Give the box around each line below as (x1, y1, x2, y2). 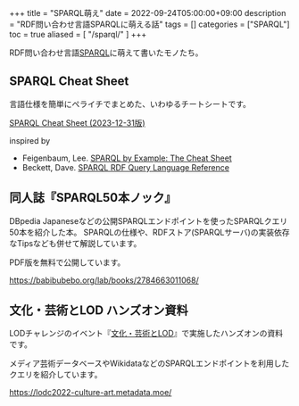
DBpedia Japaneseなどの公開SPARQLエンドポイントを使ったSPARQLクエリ (9, 215, 288, 226)
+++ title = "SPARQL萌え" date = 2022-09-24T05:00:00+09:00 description (9, 8, 287, 18)
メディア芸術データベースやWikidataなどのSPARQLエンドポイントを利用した (9, 358, 290, 369)
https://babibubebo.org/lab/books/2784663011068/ (9, 275, 199, 286)
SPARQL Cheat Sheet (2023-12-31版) (9, 117, 145, 128)
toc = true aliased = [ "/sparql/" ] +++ (9, 29, 147, 39)
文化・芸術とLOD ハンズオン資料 (9, 302, 189, 319)
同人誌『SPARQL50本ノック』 (9, 190, 177, 205)
